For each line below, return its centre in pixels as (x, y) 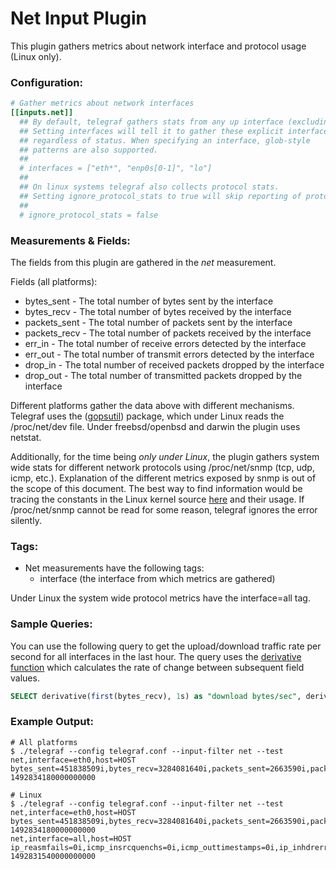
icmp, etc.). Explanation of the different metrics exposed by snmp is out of (163, 478)
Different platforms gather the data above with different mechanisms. (152, 405)
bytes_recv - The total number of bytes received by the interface (158, 311)
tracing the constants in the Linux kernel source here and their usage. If (157, 499)
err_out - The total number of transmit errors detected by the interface (169, 354)
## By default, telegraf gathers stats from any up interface (151, 122)
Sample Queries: (51, 624)
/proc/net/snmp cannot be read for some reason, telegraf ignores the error (164, 509)
